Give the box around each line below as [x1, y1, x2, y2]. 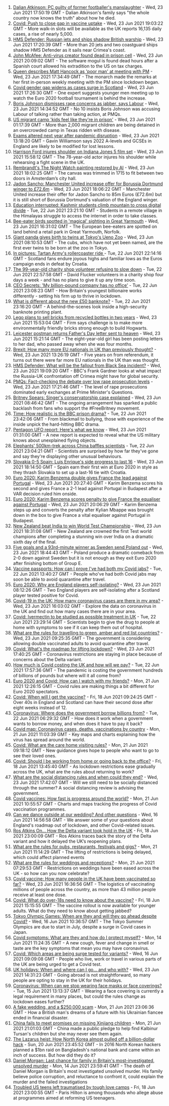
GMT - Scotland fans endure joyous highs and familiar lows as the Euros [13, 256, 162, 261]
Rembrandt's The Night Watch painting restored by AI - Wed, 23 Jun [13, 165, 154, 171]
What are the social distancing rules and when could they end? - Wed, [13, 774, 158, 780]
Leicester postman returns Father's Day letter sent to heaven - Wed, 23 [13, 331, 160, 336]
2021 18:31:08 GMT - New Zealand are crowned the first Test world [13, 528, 152, 534]
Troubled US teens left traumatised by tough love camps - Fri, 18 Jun [13, 1084, 155, 1090]
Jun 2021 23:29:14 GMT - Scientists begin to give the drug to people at [13, 619, 160, 625]
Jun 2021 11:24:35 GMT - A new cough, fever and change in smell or [13, 940, 154, 945]
